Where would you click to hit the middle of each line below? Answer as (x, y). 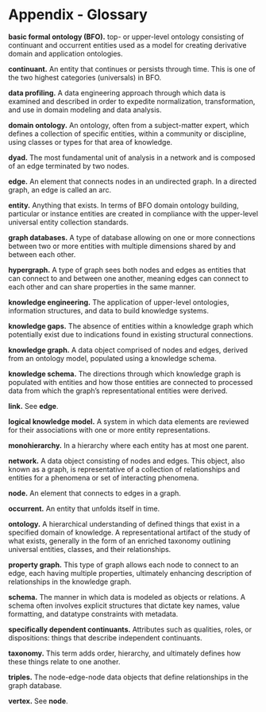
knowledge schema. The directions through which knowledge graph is (125, 374)
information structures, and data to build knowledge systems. (108, 310)
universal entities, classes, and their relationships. (90, 549)
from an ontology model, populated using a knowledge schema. (112, 358)
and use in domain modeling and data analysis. (85, 110)
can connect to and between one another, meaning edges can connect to (128, 278)
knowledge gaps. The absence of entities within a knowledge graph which (131, 326)
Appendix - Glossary (78, 15)
